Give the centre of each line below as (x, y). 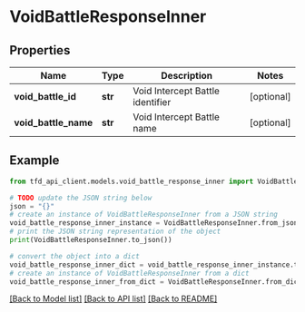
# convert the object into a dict (75, 256)
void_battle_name (54, 122)
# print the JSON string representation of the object (115, 232)
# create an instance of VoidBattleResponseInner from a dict (129, 273)
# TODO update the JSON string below (81, 198)
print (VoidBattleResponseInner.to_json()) (91, 240)
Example (34, 161)
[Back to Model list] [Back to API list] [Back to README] (113, 299)
